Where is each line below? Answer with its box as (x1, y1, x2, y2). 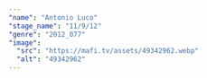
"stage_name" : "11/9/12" (8, 22, 102, 30)
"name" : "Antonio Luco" (8, 13, 99, 22)
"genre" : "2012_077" (8, 30, 87, 39)
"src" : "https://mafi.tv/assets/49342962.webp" (16, 47, 200, 56)
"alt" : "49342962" (16, 55, 87, 64)
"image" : (8, 38, 42, 48)
